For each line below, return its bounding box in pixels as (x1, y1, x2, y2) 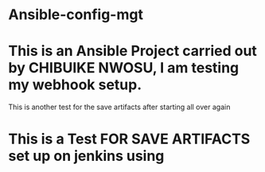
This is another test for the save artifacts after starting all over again (8, 102, 231, 112)
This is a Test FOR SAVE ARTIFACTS (8, 130, 251, 148)
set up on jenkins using (8, 147, 165, 165)
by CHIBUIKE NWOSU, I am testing (8, 59, 240, 77)
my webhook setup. (8, 76, 142, 94)
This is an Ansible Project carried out (8, 42, 257, 61)
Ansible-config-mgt (8, 6, 143, 24)
